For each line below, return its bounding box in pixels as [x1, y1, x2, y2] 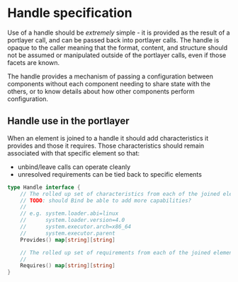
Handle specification [7, 5, 132, 21]
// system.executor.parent [20, 230, 115, 237]
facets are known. [7, 58, 60, 66]
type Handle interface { [7, 184, 81, 191]
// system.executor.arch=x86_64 [20, 223, 132, 230]
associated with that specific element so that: [7, 148, 140, 157]
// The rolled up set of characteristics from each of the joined [20, 190, 220, 197]
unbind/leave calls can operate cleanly [17, 163, 131, 171]
